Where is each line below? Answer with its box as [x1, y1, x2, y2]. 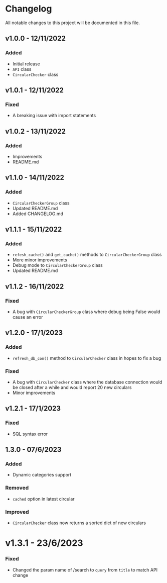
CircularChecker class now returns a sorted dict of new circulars [12, 520, 146, 526]
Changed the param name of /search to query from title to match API [12, 566, 158, 573]
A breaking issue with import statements [12, 113, 96, 119]
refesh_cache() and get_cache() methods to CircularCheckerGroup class [12, 252, 162, 258]
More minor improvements [12, 257, 68, 263]
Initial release [12, 61, 40, 67]
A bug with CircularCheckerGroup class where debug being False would [12, 309, 160, 315]
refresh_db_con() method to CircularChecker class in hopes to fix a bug [12, 355, 161, 361]
